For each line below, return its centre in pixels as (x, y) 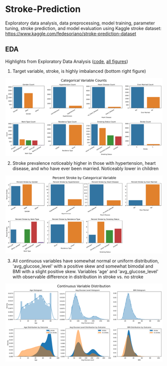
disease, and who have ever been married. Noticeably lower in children (85, 168)
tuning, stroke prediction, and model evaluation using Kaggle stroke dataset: (83, 28)
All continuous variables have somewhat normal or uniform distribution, (86, 261)
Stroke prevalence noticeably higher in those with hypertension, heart (84, 163)
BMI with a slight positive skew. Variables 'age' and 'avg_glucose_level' (85, 272)
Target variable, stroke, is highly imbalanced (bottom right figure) (79, 71)
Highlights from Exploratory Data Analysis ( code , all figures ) (67, 61)
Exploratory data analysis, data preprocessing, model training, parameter (80, 23)
